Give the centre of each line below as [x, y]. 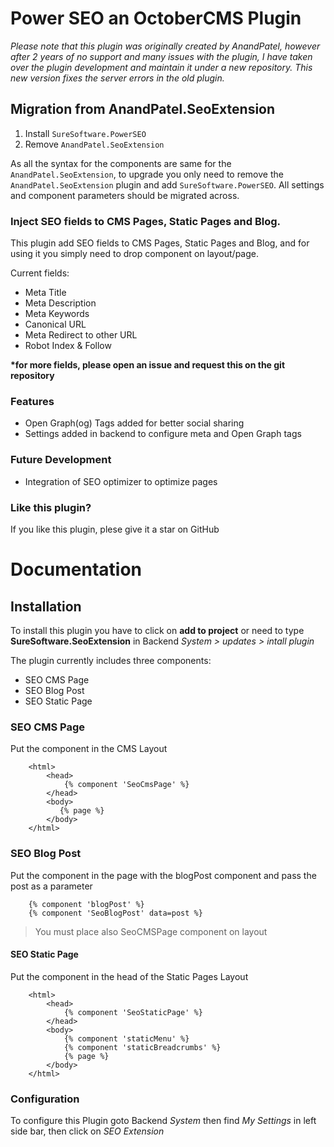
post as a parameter [51, 886]
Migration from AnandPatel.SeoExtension [143, 109]
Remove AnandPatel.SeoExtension [94, 144]
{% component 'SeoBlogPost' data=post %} [115, 913]
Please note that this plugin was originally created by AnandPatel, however [165, 46]
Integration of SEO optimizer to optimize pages [121, 481]
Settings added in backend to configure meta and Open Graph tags [163, 434]
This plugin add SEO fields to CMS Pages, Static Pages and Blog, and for [160, 243]
